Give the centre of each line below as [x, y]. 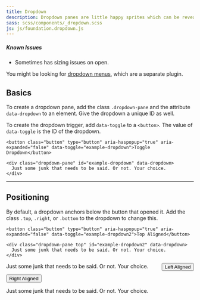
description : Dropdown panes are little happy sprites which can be [93, 17]
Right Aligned [24, 278]
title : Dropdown [26, 12]
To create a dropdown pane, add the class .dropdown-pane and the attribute [98, 107]
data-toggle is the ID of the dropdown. [54, 131]
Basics [19, 93]
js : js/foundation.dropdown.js [45, 28]
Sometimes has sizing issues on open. [62, 63]
